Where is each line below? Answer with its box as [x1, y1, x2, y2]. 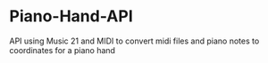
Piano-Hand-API [9, 6, 134, 27]
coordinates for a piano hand [9, 44, 116, 55]
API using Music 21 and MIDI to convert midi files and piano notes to [9, 35, 260, 46]
